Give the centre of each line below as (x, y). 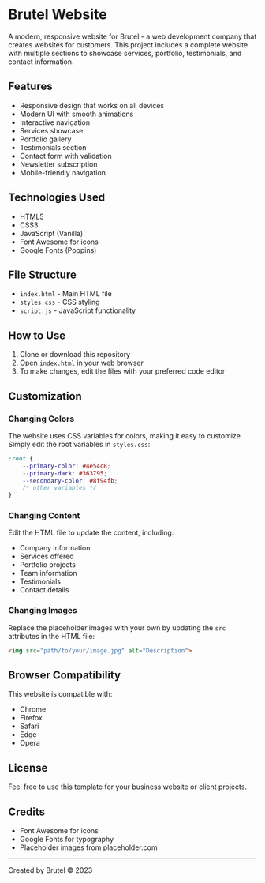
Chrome (33, 709)
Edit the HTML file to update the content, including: (91, 533)
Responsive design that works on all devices (91, 105)
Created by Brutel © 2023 (50, 870)
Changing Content (44, 516)
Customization (45, 396)
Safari (29, 726)
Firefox (31, 718)
